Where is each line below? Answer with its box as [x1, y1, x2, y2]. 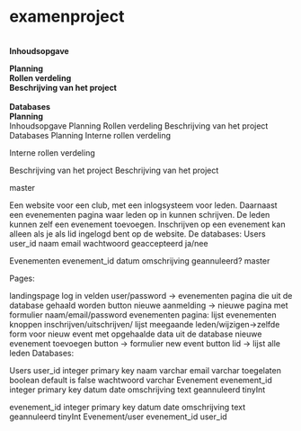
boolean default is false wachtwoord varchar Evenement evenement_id [9, 374, 272, 385]
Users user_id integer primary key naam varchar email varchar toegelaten [9, 364, 281, 375]
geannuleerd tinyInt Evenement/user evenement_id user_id [9, 411, 227, 422]
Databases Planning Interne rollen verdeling [9, 130, 172, 140]
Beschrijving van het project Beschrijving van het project [9, 165, 219, 175]
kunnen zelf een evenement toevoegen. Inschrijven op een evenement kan [9, 219, 286, 229]
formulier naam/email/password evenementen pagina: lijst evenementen [9, 309, 277, 320]
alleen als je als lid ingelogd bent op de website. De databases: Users [9, 228, 267, 239]
